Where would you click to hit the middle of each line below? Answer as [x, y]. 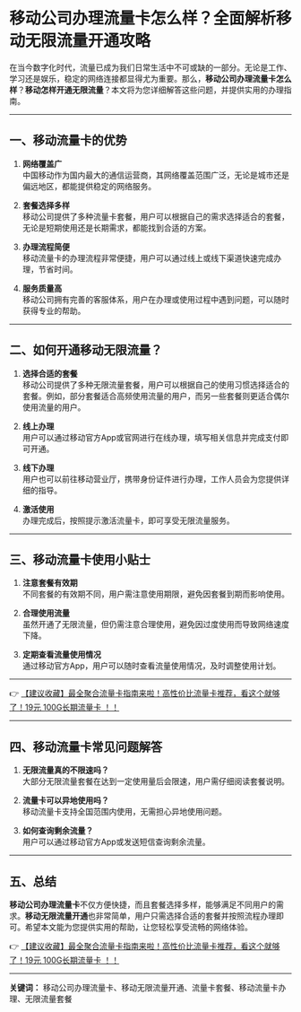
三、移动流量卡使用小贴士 [80, 559]
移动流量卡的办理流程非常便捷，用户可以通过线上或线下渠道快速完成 [148, 257]
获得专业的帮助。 [54, 310]
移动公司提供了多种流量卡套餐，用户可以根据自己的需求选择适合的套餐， [155, 216]
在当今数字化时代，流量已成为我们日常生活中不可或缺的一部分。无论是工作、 [150, 67]
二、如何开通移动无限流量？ [86, 350]
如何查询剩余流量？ [58, 831]
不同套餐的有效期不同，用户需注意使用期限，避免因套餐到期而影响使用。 [155, 594]
